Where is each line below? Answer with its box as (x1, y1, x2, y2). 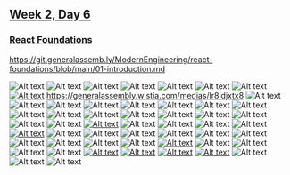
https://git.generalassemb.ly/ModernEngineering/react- (9, 53, 213, 65)
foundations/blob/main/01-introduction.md (9, 63, 166, 74)
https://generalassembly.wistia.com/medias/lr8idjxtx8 (46, 90, 244, 100)
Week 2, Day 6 (9, 7, 91, 22)
